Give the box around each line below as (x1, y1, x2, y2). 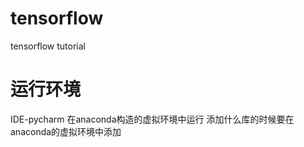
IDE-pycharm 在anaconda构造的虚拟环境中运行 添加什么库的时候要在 (10, 113, 295, 125)
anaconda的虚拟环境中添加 (10, 125, 122, 137)
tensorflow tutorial (10, 40, 87, 52)
